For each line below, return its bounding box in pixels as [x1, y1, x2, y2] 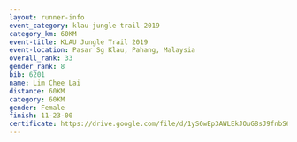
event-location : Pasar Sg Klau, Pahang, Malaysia [9, 46, 196, 55]
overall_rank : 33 [9, 54, 73, 63]
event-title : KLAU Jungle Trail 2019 [9, 37, 148, 47]
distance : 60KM [9, 86, 65, 95]
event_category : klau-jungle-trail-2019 [9, 21, 161, 30]
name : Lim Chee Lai [9, 78, 81, 87]
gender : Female [9, 103, 65, 112]
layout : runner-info [9, 12, 86, 22]
